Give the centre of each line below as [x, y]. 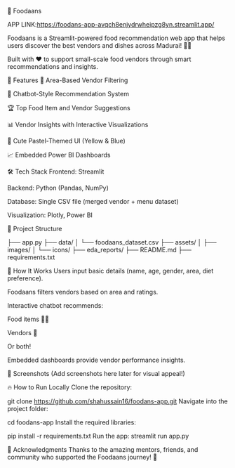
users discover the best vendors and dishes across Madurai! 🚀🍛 [100, 45]
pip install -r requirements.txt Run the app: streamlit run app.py [98, 436]
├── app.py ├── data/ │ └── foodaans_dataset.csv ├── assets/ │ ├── [112, 242]
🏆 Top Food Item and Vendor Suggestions [69, 108]
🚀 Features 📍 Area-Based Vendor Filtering [68, 80]
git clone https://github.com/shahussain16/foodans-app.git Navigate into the [117, 401]
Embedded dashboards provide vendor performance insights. [96, 360]
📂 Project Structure [35, 229]
